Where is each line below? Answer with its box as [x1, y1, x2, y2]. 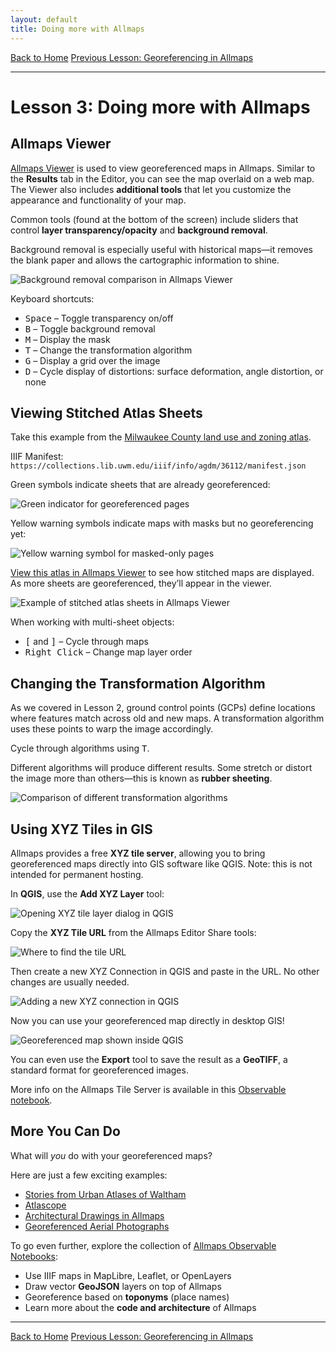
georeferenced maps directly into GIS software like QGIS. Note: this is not [10, 857, 313, 870]
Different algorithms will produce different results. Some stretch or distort [10, 762, 313, 774]
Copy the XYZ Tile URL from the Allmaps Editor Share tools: [10, 926, 257, 938]
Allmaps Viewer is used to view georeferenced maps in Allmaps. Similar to [10, 162, 316, 174]
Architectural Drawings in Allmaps [24, 1209, 165, 1221]
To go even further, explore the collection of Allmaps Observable [10, 1239, 277, 1251]
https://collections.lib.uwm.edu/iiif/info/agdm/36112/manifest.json [10, 461, 307, 471]
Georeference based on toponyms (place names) [24, 1291, 230, 1303]
